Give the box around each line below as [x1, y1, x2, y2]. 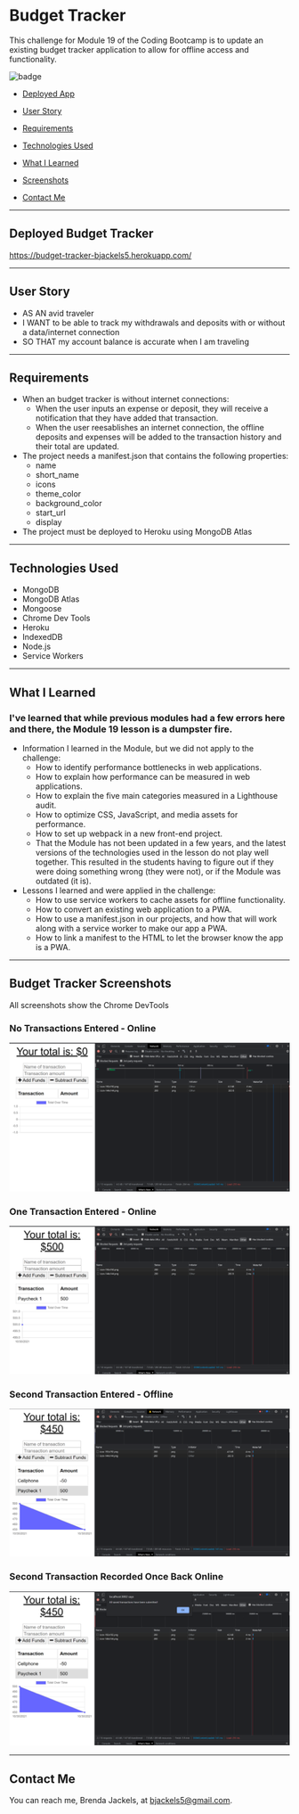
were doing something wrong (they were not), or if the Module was [35, 866, 281, 876]
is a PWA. [35, 941, 71, 952]
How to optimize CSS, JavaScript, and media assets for [35, 809, 238, 820]
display [35, 517, 62, 528]
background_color [35, 498, 102, 509]
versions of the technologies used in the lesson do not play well [35, 847, 270, 858]
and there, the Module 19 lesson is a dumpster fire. [9, 723, 233, 735]
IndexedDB [21, 632, 63, 643]
